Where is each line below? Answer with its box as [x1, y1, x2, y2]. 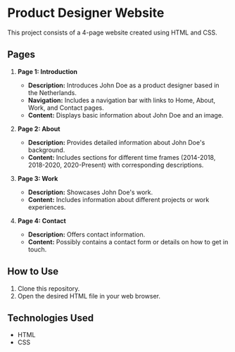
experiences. [27, 203, 66, 211]
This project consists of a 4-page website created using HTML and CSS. [7, 28, 217, 37]
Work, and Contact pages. [27, 103, 104, 112]
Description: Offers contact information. [27, 230, 146, 239]
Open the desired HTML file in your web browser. [17, 291, 160, 300]
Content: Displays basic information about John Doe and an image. [27, 111, 224, 119]
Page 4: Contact [17, 216, 67, 225]
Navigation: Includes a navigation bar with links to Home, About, [27, 96, 216, 104]
